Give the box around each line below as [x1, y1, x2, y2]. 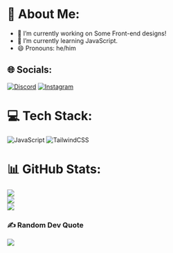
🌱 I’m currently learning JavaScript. [17, 36, 118, 44]
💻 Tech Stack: [7, 107, 93, 123]
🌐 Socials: [7, 64, 53, 76]
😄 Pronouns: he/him [17, 44, 76, 52]
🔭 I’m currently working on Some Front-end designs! [17, 29, 167, 37]
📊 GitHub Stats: [7, 161, 102, 177]
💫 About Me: [7, 6, 80, 22]
